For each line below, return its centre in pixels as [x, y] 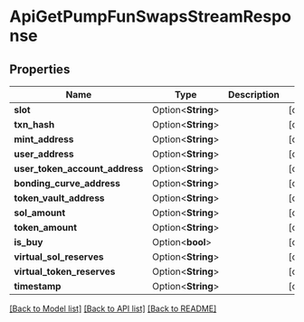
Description [254, 95]
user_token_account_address [79, 169]
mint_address [44, 139]
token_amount [46, 227]
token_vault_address [60, 198]
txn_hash [34, 124]
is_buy [28, 242]
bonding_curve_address [67, 183]
